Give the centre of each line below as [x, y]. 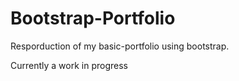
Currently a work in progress [69, 65]
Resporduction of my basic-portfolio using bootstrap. [120, 46]
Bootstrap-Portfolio [93, 18]
